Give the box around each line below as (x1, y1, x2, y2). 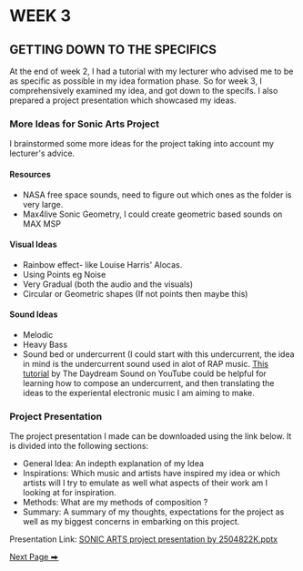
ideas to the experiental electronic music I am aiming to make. (22, 387, 255, 398)
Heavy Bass (22, 339, 68, 350)
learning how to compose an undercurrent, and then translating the (22, 377, 275, 388)
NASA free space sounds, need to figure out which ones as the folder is (22, 189, 292, 200)
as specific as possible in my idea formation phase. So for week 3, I (9, 76, 262, 87)
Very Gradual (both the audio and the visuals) (22, 279, 194, 290)
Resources (9, 168, 52, 179)
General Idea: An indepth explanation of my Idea (22, 458, 205, 469)
